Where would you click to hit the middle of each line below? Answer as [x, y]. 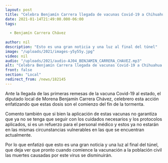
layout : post [19, 10]
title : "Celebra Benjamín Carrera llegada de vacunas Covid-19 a [74, 14]
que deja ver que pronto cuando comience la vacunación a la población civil [83, 150]
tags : [11, 24]
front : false [19, 70]
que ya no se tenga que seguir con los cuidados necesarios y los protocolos [84, 119]
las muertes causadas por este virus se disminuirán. [59, 155]
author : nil [17, 42]
